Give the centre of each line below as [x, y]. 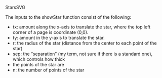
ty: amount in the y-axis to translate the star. [58, 38]
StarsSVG [15, 7]
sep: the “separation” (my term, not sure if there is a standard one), [83, 54]
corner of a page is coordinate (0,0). [50, 32]
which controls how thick [39, 59]
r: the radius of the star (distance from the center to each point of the [85, 43]
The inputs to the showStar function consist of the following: [68, 17]
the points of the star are [38, 65]
